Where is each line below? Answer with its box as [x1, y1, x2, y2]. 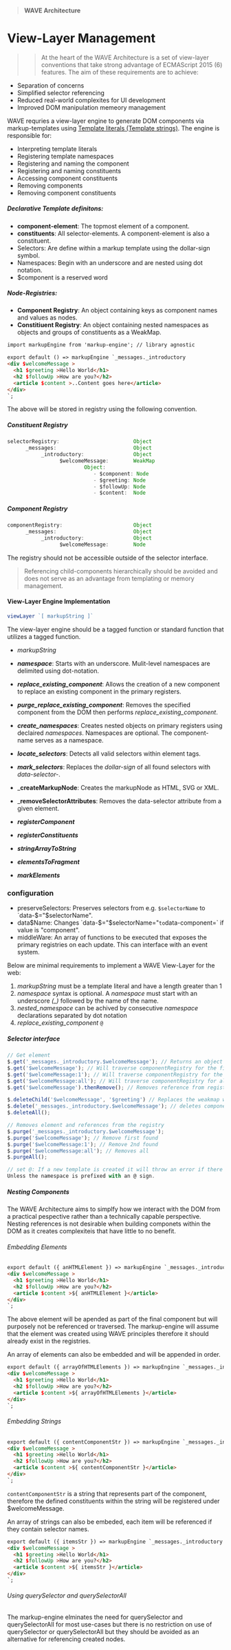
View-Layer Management [7, 30, 156, 46]
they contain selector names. [7, 1524, 89, 1533]
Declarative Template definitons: [7, 204, 104, 213]
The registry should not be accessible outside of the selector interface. [7, 553, 208, 562]
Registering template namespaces [16, 152, 114, 160]
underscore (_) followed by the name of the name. [16, 996, 159, 1005]
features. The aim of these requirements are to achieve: [41, 68, 199, 76]
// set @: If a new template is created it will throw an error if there [7, 1166, 223, 1173]
